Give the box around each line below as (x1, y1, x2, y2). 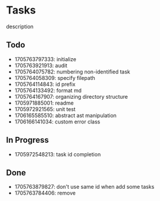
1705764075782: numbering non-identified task (14, 68, 131, 75)
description (6, 23, 34, 30)
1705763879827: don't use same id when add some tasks (14, 183, 155, 190)
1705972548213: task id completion (14, 150, 101, 158)
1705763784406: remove (14, 189, 76, 197)
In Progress (6, 135, 49, 145)
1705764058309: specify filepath (14, 74, 95, 81)
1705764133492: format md (14, 86, 82, 94)
